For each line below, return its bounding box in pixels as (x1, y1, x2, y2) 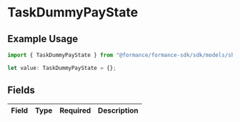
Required (59, 105, 91, 115)
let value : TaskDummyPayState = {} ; (7, 64, 116, 71)
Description (97, 105, 139, 115)
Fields (7, 84, 36, 96)
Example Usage (7, 33, 79, 45)
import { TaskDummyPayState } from (7, 51, 114, 59)
